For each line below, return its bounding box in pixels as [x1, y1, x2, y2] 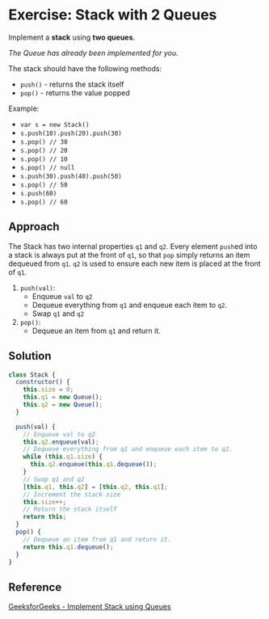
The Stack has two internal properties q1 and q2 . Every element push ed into [8, 241, 258, 251]
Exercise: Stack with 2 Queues [8, 6, 217, 24]
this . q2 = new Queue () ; [23, 401, 103, 409]
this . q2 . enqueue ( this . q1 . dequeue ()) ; [29, 461, 158, 469]
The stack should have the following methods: [8, 63, 162, 74]
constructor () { [15, 378, 70, 386]
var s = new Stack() [19, 120, 90, 128]
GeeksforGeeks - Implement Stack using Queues [8, 602, 171, 612]
